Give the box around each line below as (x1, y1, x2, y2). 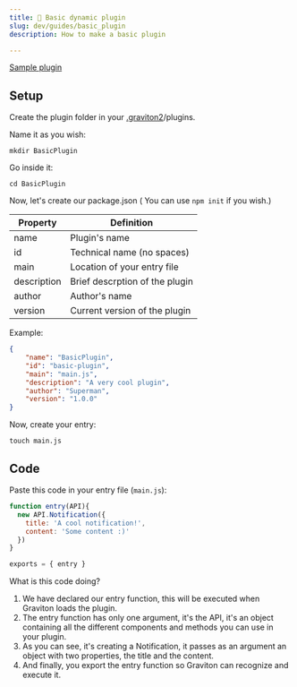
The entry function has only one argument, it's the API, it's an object (21, 613, 275, 623)
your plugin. (21, 631, 67, 642)
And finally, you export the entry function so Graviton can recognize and (21, 660, 289, 671)
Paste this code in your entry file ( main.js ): (9, 485, 167, 495)
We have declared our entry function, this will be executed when (21, 593, 260, 605)
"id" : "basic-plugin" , (25, 361, 110, 370)
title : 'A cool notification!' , (25, 519, 146, 528)
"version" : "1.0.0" (25, 395, 98, 404)
